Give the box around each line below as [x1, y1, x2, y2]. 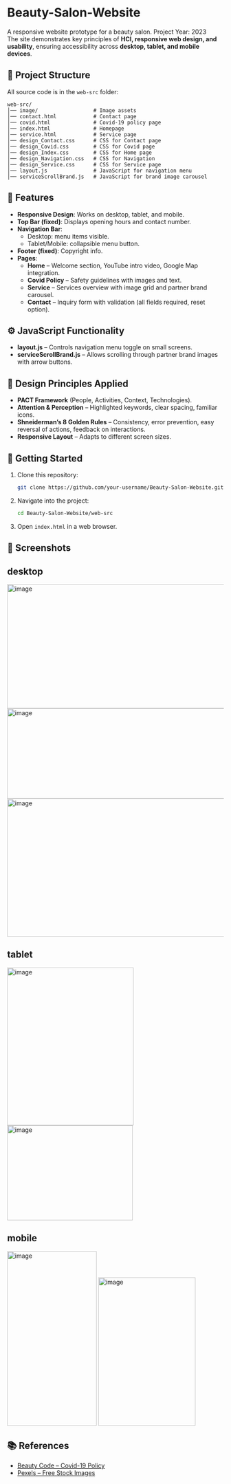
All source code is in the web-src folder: [7, 87, 119, 96]
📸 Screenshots [7, 542, 71, 554]
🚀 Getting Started [7, 452, 83, 464]
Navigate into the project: [16, 497, 89, 505]
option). [27, 305, 50, 314]
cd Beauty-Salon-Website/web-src [16, 510, 113, 516]
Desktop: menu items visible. [27, 232, 110, 240]
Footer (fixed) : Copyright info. [16, 246, 103, 255]
